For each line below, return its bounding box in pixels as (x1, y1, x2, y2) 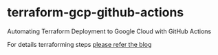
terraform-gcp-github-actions (7, 5, 184, 20)
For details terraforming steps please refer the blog (7, 40, 152, 48)
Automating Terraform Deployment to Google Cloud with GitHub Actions (7, 27, 212, 35)
